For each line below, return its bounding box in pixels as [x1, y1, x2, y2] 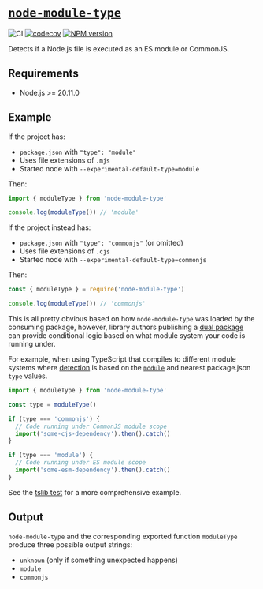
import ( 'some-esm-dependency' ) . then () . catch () [15, 466, 171, 475]
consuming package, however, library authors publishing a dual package [8, 322, 244, 332]
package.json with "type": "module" [19, 147, 136, 156]
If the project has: [8, 132, 65, 141]
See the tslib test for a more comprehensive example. [8, 487, 182, 497]
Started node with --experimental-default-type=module [19, 163, 200, 173]
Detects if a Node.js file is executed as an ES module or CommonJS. [8, 43, 230, 53]
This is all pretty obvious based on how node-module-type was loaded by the [8, 314, 255, 324]
